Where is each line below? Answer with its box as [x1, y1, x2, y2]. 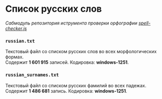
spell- [138, 20, 151, 26]
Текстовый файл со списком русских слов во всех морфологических [5, 48, 157, 55]
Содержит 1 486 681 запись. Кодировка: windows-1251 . [5, 88, 128, 94]
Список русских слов [5, 3, 102, 15]
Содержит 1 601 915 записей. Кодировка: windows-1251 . [5, 59, 129, 65]
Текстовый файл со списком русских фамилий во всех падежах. [5, 82, 147, 88]
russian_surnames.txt [5, 72, 59, 78]
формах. [5, 54, 24, 60]
